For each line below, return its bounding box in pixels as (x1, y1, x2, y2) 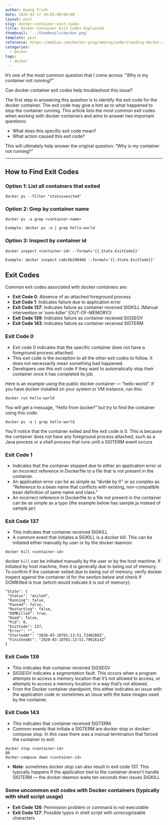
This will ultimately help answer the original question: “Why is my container (5, 143, 160, 149)
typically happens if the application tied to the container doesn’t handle (12, 769, 159, 775)
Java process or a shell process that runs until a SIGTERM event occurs (5, 439, 152, 445)
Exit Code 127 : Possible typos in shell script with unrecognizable (12, 809, 146, 816)
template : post (5, 36, 37, 41)
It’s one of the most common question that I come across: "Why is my (5, 72, 148, 78)
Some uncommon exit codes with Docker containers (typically (5, 786, 160, 793)
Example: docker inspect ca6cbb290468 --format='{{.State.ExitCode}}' (5, 257, 155, 262)
